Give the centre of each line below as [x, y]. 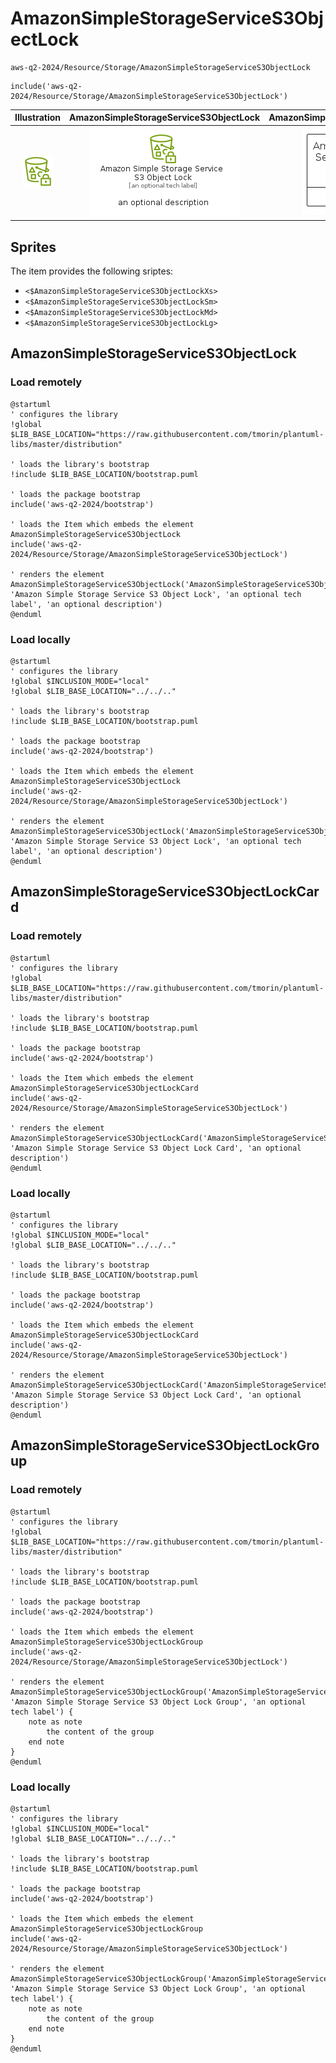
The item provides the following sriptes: [92, 271]
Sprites [33, 247]
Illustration [38, 118]
